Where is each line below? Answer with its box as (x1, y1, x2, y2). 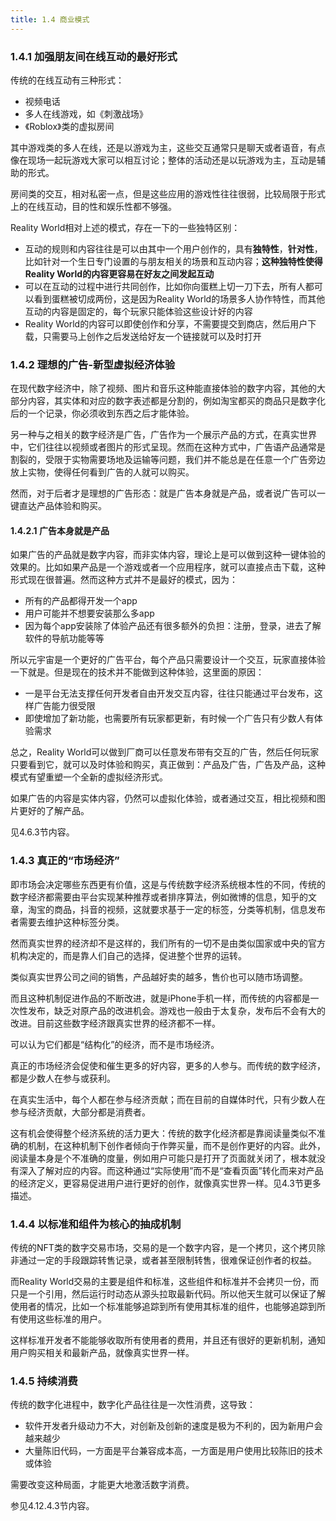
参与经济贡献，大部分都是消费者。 (10, 1106, 151, 1118)
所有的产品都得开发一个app (24, 595, 138, 607)
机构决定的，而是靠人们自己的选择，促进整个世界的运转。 (10, 949, 247, 961)
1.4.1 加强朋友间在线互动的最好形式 (10, 49, 178, 63)
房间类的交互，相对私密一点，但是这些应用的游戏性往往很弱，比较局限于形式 (10, 187, 326, 200)
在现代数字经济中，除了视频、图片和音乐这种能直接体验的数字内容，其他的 (10, 382, 317, 395)
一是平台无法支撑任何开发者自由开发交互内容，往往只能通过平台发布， (24, 687, 315, 700)
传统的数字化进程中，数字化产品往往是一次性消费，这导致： (10, 1399, 256, 1411)
